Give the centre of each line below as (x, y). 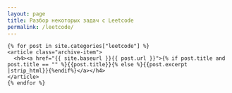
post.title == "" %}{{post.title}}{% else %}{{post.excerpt (98, 65)
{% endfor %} (26, 83)
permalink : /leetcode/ (41, 27)
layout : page (26, 14)
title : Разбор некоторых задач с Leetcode (71, 20)
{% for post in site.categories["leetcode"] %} (79, 46)
